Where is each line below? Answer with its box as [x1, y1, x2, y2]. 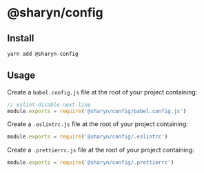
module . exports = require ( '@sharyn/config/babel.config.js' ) [7, 108, 187, 114]
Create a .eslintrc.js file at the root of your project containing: [7, 120, 188, 128]
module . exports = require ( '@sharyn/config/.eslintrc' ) [7, 133, 168, 141]
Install [7, 32, 34, 44]
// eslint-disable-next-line [7, 101, 91, 108]
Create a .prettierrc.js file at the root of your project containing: [7, 146, 194, 154]
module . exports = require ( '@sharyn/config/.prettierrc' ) [7, 159, 174, 166]
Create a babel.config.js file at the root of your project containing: [7, 88, 198, 96]
